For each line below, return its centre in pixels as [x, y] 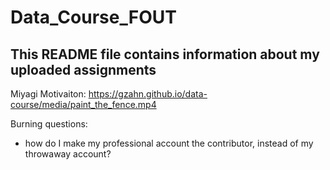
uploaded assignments [83, 69]
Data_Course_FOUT [93, 17]
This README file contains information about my [165, 54]
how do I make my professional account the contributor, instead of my [169, 143]
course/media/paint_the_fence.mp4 [83, 104]
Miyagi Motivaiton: [48, 94]
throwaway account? [68, 154]
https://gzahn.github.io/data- [148, 94]
